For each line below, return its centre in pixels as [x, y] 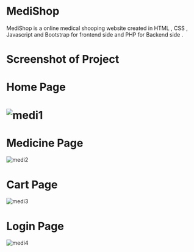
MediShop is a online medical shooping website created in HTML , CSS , [97, 28]
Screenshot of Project [63, 59]
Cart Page [32, 185]
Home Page [36, 87]
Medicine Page [45, 143]
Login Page [35, 226]
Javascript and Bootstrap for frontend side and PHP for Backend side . [95, 34]
